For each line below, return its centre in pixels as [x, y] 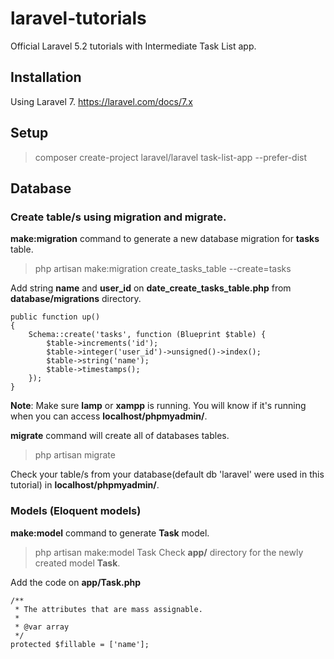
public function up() [55, 317]
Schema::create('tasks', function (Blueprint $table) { [147, 335]
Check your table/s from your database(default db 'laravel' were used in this [167, 474]
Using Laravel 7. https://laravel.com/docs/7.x [101, 101]
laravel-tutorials [78, 18]
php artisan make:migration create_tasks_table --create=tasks [163, 269]
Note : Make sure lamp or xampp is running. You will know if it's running [158, 406]
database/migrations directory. [76, 299]
